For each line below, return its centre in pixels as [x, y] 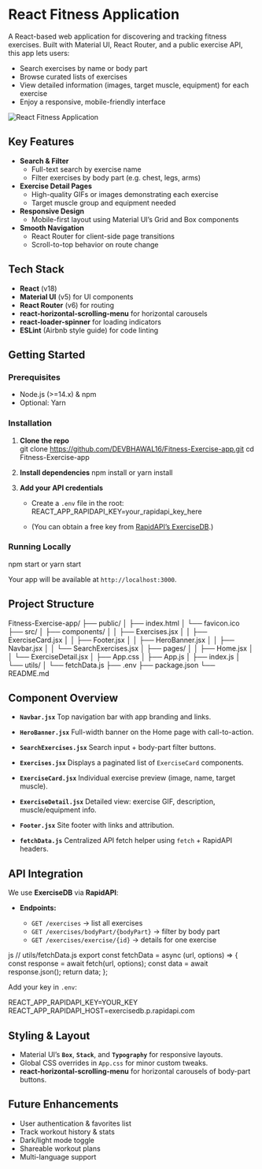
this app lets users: [39, 53]
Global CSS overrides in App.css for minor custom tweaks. [114, 1063]
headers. [34, 849]
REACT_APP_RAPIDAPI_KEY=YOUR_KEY [73, 1003]
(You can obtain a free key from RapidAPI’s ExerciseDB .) [122, 526]
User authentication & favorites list [75, 1123]
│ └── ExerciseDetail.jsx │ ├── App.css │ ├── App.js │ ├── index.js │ [124, 656]
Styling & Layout [49, 1035]
